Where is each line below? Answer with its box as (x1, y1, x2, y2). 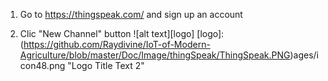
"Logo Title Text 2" (67, 60, 145, 71)
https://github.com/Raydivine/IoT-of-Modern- (23, 39, 211, 50)
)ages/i (289, 49, 319, 61)
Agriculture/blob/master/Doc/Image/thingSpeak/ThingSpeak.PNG (19, 49, 291, 61)
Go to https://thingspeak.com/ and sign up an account (19, 9, 243, 20)
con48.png (19, 60, 66, 71)
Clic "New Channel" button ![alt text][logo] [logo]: (19, 28, 225, 39)
